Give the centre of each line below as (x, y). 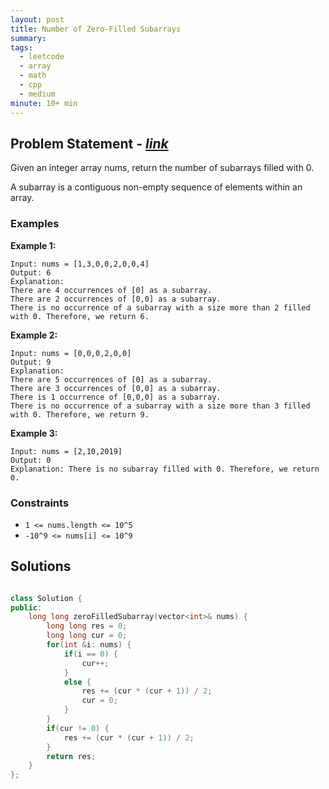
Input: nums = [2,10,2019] (66, 451)
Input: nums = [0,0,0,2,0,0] (71, 353)
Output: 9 (31, 362)
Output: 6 (31, 272)
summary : (28, 38)
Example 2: (34, 335)
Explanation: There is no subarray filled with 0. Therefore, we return (165, 469)
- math (33, 76)
